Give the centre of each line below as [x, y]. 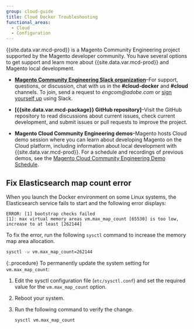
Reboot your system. [39, 298]
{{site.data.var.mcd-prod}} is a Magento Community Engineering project [93, 50]
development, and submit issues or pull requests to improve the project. [101, 122]
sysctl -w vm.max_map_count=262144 [49, 252]
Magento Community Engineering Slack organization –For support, [96, 80]
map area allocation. [31, 241]
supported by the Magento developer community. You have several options [97, 56]
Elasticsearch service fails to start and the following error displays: [86, 203]
